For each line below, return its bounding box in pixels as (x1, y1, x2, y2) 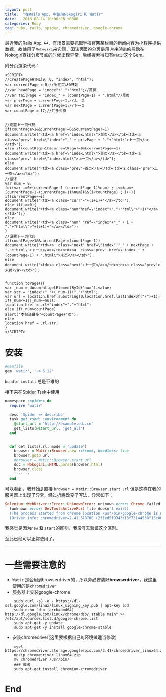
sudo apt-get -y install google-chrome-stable (14, 625, 112, 630)
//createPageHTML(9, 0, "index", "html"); (5, 77, 94, 82)
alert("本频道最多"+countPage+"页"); (5, 312, 78, 317)
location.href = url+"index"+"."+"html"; (5, 302, 92, 307)
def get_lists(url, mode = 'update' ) (9, 444, 87, 448)
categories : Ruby (5, 21, 41, 26)
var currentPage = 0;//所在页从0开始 (5, 82, 78, 87)
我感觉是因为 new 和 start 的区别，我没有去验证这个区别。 (5, 525, 121, 531)
